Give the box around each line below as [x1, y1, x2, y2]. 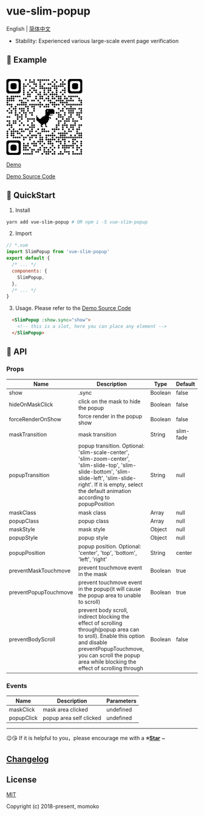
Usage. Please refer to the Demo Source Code [15, 305, 132, 312]
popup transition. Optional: [78, 442, 144, 450]
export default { [6, 255, 50, 262]
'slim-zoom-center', [78, 455, 131, 463]
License [6, 775, 37, 785]
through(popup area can [78, 626, 140, 633]
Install [15, 206, 30, 214]
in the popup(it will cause [78, 585, 141, 593]
